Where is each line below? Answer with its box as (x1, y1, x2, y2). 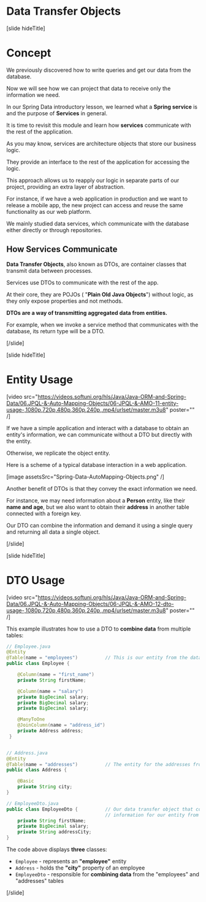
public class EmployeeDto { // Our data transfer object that (6, 806, 193, 813)
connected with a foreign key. (6, 510, 82, 517)
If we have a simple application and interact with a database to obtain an (6, 424, 189, 431)
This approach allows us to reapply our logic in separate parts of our (6, 176, 180, 184)
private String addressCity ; (17, 829, 92, 835)
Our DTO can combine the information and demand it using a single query (6, 521, 193, 529)
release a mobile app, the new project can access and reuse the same (6, 201, 183, 209)
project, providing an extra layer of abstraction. (6, 183, 126, 191)
